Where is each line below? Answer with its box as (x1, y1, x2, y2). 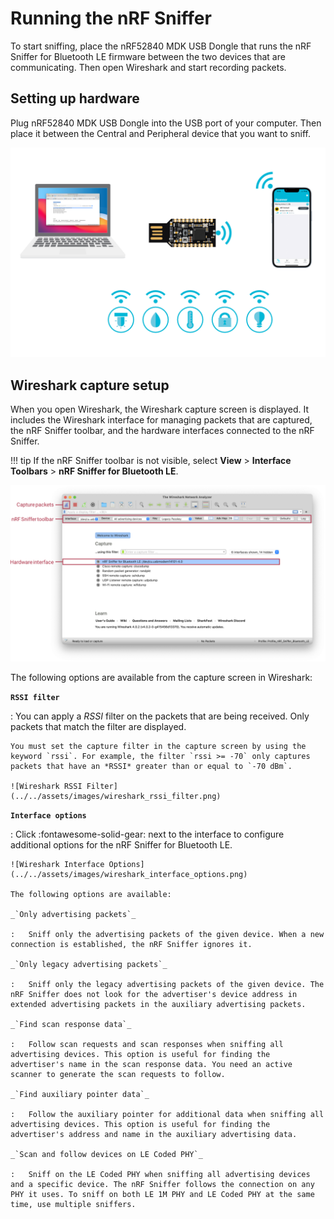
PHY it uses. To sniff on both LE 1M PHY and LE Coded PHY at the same (10, 1189, 315, 1199)
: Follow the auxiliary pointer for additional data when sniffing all (10, 1109, 325, 1119)
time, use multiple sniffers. (10, 1199, 137, 1209)
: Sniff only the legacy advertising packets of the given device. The (10, 979, 325, 989)
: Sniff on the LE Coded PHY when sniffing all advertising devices (10, 1169, 311, 1179)
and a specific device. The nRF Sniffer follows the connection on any (10, 1179, 315, 1189)
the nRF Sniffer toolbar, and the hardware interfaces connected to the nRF (10, 425, 315, 437)
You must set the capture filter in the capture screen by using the (10, 741, 307, 751)
